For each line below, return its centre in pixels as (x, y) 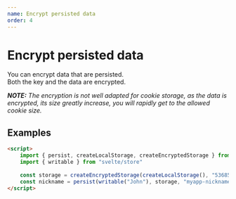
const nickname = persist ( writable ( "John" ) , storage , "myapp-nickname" (127, 181)
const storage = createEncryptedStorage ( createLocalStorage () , (114, 175)
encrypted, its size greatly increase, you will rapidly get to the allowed (109, 103)
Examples (29, 133)
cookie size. (25, 110)
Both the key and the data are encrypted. (67, 82)
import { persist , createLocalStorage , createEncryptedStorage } (118, 155)
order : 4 (20, 20)
